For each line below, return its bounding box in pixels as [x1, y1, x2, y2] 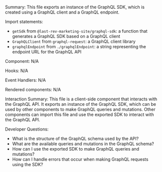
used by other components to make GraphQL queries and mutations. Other [5, 107, 156, 112]
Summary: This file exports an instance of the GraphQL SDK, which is [5, 4, 145, 10]
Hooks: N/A [5, 68, 28, 74]
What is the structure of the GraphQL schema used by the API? [12, 136, 139, 141]
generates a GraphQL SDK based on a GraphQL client [12, 34, 121, 39]
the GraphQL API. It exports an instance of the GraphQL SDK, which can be [5, 101, 156, 107]
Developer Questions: [5, 126, 49, 132]
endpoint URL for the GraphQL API [12, 49, 81, 55]
